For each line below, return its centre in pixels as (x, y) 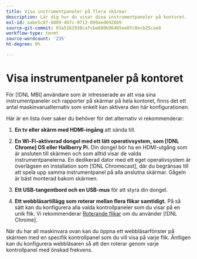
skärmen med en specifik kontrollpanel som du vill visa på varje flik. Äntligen (98, 237)
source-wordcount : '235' (36, 39)
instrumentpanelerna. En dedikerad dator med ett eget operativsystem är (103, 159)
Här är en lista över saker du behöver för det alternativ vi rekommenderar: (95, 118)
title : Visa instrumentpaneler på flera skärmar (67, 11)
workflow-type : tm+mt (33, 33)
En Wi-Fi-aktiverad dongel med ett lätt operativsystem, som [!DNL (97, 141)
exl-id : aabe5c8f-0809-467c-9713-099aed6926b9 (64, 22)
